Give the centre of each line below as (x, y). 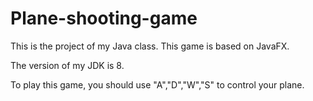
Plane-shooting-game (104, 18)
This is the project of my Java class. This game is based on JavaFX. (150, 46)
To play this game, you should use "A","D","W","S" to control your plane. (157, 84)
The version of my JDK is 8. (67, 65)
